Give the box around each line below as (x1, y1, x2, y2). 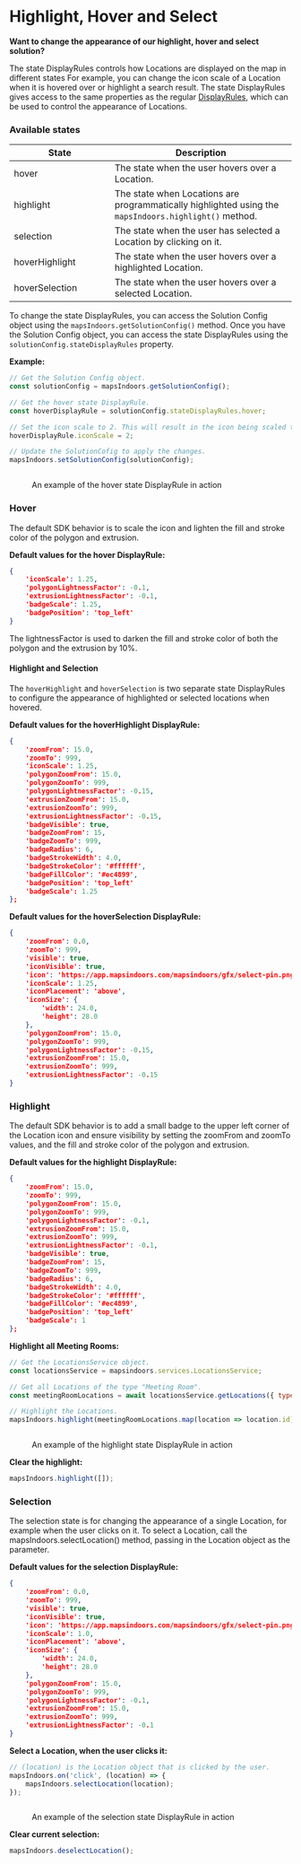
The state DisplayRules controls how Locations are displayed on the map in (9, 63, 287, 74)
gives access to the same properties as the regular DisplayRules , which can (9, 91, 288, 102)
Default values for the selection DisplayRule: (9, 1562, 179, 1572)
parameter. (9, 1545, 50, 1555)
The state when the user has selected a (115, 224, 280, 237)
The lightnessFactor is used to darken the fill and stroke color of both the (9, 632, 279, 643)
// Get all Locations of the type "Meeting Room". (9, 1382, 202, 1391)
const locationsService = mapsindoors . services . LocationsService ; (9, 1366, 262, 1375)
